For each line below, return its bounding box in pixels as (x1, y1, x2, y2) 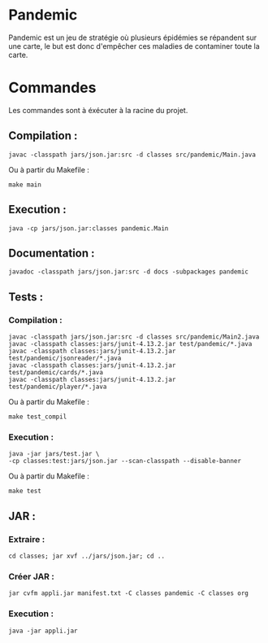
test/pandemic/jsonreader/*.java (8, 354, 122, 362)
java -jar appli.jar (8, 627, 79, 635)
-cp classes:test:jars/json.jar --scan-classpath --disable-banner (8, 457, 242, 466)
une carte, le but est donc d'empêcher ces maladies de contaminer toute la (8, 41, 260, 50)
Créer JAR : (8, 571, 54, 582)
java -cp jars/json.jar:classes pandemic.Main (8, 224, 169, 233)
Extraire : (8, 533, 45, 545)
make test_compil (8, 413, 67, 421)
